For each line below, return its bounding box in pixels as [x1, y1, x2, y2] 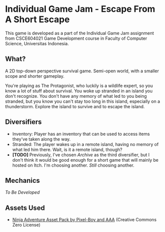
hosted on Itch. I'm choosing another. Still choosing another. [12, 162, 134, 168]
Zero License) [12, 222, 41, 228]
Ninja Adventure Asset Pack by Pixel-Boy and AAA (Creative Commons [12, 217, 157, 223]
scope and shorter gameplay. [5, 73, 65, 79]
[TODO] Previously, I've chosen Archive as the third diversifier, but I [12, 151, 150, 158]
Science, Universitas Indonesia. [5, 40, 69, 46]
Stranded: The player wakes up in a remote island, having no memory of [12, 141, 159, 147]
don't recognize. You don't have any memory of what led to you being [5, 93, 147, 99]
